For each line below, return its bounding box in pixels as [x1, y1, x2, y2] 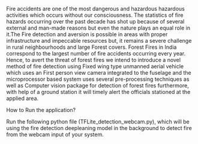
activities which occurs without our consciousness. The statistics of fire [6, 11, 184, 19]
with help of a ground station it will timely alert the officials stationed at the [6, 89, 191, 95]
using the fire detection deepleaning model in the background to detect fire [6, 125, 192, 131]
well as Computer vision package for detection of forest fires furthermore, [6, 82, 189, 89]
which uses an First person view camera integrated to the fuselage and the [6, 69, 191, 76]
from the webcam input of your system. [6, 131, 104, 138]
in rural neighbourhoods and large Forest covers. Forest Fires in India [6, 43, 177, 51]
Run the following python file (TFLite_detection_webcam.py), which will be [6, 118, 190, 125]
